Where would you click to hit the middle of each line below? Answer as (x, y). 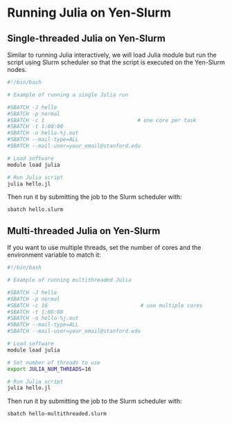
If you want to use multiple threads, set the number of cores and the (104, 248)
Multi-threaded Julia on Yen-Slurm (84, 231)
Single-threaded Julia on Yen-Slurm (87, 38)
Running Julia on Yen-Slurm (89, 13)
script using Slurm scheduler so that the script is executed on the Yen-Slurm (116, 62)
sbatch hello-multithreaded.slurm (57, 414)
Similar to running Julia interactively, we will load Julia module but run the (112, 55)
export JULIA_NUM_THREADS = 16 (49, 369)
